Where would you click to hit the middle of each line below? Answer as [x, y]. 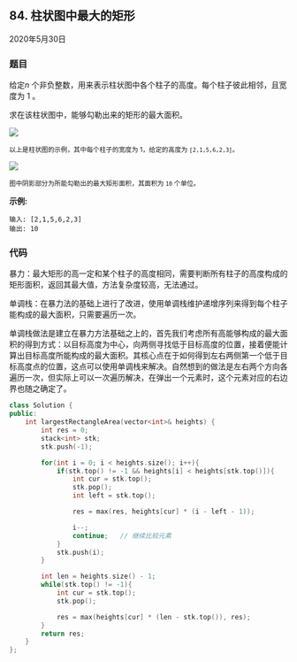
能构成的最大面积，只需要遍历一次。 [75, 315]
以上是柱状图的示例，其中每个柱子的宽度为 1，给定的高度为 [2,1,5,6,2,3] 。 [124, 150]
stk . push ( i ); [80, 552]
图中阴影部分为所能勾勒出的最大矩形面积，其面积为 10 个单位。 [105, 184]
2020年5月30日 [38, 39]
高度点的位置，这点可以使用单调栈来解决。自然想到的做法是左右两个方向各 [152, 366]
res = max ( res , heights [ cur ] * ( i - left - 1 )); [164, 512]
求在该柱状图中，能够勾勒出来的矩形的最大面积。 [98, 115]
